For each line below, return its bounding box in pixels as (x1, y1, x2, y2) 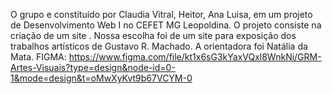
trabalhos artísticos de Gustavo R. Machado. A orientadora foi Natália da (10, 40, 308, 52)
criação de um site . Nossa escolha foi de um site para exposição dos (10, 30, 297, 41)
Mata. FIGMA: (10, 51, 67, 63)
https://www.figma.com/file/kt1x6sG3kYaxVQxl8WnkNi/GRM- (68, 51, 322, 63)
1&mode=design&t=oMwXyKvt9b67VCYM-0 (10, 72, 193, 84)
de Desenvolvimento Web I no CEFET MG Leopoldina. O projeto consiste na (10, 19, 322, 31)
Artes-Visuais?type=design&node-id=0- (10, 62, 176, 73)
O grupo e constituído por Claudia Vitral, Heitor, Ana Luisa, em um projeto (10, 9, 313, 20)
